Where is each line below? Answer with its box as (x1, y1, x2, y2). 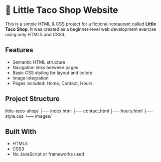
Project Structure (5, 94, 60, 103)
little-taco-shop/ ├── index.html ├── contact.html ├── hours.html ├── (5, 108, 154, 114)
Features (5, 46, 33, 54)
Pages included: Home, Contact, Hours (12, 80, 93, 86)
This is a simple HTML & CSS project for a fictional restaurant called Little (5, 21, 157, 27)
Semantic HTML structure (12, 59, 66, 65)
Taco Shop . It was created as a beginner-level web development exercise (5, 26, 157, 32)
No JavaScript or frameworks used (12, 151, 85, 157)
